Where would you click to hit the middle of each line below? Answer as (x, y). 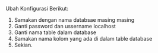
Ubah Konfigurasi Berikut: (37, 9)
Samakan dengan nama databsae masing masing (74, 20)
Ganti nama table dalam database (55, 32)
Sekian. (23, 45)
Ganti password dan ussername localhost (65, 26)
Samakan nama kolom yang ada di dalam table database (83, 39)
